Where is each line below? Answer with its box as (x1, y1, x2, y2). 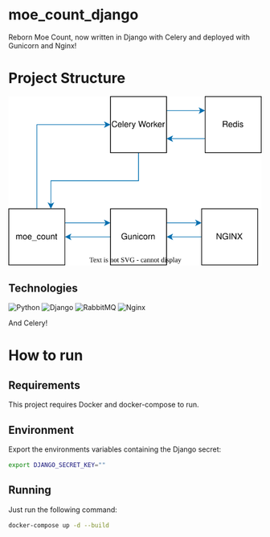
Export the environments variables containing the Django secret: (8, 444, 222, 454)
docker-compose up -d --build (8, 521, 110, 529)
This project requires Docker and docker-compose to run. (8, 400, 199, 410)
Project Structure (8, 69, 126, 88)
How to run (8, 346, 84, 365)
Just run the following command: (8, 505, 118, 514)
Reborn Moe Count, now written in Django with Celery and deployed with (8, 32, 251, 42)
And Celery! (8, 318, 48, 328)
